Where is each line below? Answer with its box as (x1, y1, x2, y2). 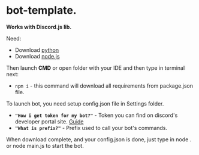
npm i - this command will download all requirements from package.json (14, 82, 194, 89)
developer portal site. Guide (14, 117, 84, 125)
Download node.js (14, 52, 60, 60)
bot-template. (6, 4, 77, 17)
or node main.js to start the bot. (6, 142, 84, 149)
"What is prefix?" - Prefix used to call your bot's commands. (14, 124, 168, 131)
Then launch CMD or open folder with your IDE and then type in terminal (6, 64, 185, 72)
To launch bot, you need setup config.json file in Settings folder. (6, 100, 164, 107)
